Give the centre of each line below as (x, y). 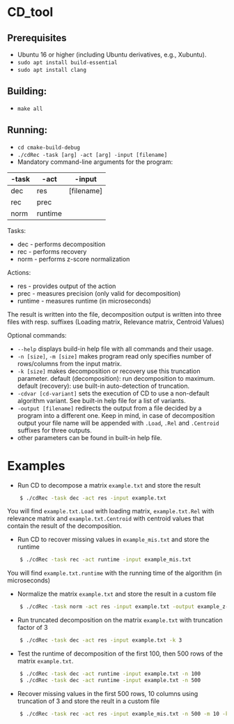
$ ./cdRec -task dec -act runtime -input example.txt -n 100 (110, 674)
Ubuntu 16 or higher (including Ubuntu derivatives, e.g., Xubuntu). (112, 54)
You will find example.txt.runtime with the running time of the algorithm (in (115, 573)
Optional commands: (37, 335)
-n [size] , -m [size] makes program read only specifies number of (115, 356)
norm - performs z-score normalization (73, 259)
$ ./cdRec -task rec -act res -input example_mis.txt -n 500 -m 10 (119, 714)
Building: (27, 91)
